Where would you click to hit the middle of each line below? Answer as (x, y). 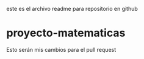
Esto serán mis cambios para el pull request (61, 49)
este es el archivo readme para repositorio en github (72, 9)
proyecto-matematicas (66, 33)
